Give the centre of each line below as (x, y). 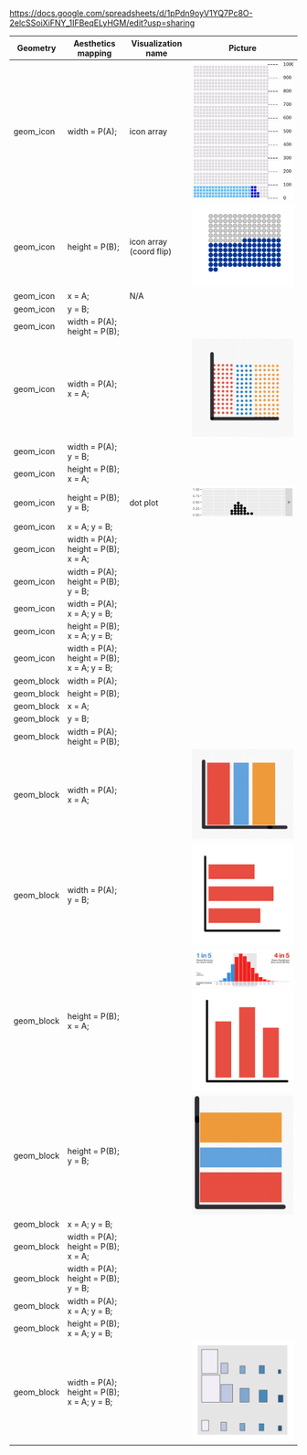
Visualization (157, 43)
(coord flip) (150, 251)
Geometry (37, 48)
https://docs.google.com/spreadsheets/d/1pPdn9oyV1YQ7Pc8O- (131, 13)
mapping (95, 53)
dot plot (144, 503)
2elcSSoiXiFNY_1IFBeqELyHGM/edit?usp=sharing (102, 23)
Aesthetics (94, 43)
